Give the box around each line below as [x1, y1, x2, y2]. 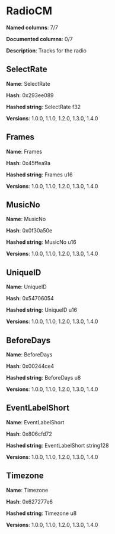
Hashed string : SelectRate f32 [6, 103, 81, 110]
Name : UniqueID [6, 283, 47, 290]
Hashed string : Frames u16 [6, 171, 73, 178]
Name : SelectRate [6, 80, 50, 87]
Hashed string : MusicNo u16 [6, 238, 76, 246]
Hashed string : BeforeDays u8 [6, 374, 81, 381]
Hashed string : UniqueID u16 [6, 306, 78, 313]
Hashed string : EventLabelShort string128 [6, 442, 109, 449]
